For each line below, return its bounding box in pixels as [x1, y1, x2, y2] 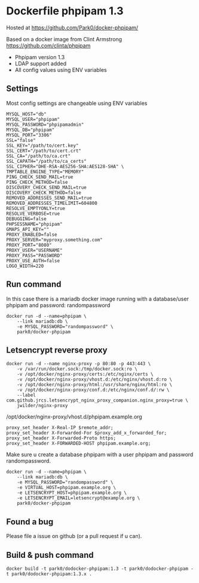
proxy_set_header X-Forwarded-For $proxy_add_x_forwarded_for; [6, 430, 167, 436]
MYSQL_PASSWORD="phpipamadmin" [6, 122, 84, 127]
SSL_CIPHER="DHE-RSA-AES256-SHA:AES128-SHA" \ [6, 163, 124, 169]
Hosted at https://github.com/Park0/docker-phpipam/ [6, 24, 139, 31]
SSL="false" [6, 137, 36, 143]
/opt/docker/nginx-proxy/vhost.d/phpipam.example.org [6, 413, 142, 420]
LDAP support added [14, 60, 67, 67]
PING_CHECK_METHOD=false [6, 179, 68, 185]
